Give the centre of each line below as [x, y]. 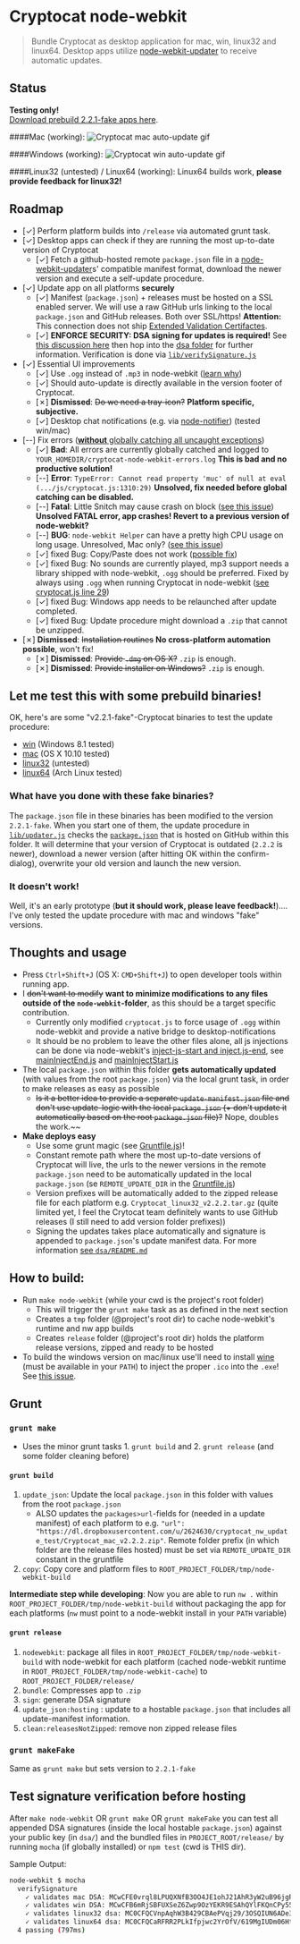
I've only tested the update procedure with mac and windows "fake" [134, 915]
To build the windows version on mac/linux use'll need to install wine [148, 1356]
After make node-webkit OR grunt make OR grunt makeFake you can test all [144, 1818]
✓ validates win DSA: [65, 1906]
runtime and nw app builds [84, 1328]
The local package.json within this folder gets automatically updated [149, 1069]
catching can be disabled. [84, 497]
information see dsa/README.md [92, 1250]
